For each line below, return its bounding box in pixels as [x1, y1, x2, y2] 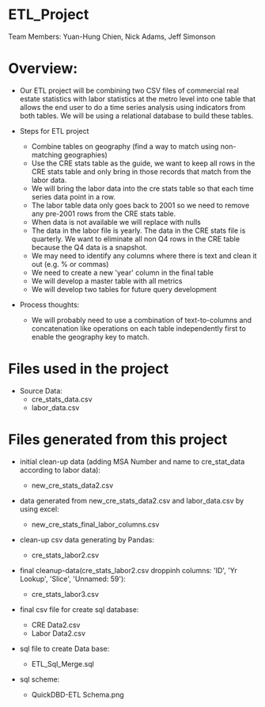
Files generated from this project [8, 431, 228, 448]
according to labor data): [19, 465, 101, 474]
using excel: [19, 504, 59, 514]
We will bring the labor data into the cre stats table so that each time [31, 184, 255, 193]
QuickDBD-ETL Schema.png [31, 690, 124, 699]
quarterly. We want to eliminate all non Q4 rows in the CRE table [31, 234, 240, 243]
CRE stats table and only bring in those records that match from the [31, 166, 252, 176]
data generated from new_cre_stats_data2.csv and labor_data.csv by [19, 496, 244, 505]
